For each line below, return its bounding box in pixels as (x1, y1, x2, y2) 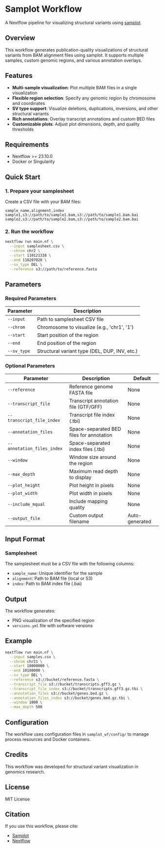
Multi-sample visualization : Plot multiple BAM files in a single (12, 84, 137, 90)
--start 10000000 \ (9, 664, 49, 668)
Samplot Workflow (5, 3, 82, 15)
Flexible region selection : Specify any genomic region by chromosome (12, 95, 156, 101)
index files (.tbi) (69, 446, 105, 453)
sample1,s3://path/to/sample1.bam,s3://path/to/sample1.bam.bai (5, 212, 139, 218)
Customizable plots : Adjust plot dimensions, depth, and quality (12, 121, 140, 127)
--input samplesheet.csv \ (9, 244, 64, 249)
